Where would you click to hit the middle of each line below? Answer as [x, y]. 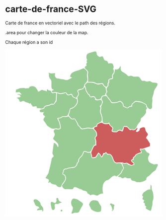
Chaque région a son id [29, 42]
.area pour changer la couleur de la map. [47, 32]
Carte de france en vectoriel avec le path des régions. [60, 23]
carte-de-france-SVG [51, 9]
